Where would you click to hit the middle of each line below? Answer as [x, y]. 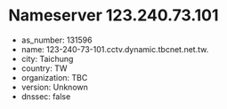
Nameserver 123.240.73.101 [113, 16]
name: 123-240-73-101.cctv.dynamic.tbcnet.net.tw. [115, 49]
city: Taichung [47, 58]
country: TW [44, 68]
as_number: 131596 [57, 40]
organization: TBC [54, 77]
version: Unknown [54, 87]
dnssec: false [46, 96]
